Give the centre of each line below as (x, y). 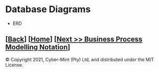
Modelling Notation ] (38, 47)
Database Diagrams (48, 9)
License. (14, 65)
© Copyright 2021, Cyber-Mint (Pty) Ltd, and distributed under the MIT (80, 59)
